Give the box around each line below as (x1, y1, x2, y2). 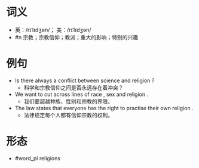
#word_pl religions (14, 154, 61, 161)
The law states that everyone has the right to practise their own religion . (14, 104, 194, 111)
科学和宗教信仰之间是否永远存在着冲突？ (23, 84, 124, 91)
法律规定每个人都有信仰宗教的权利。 (23, 111, 114, 119)
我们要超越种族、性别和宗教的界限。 (23, 98, 114, 105)
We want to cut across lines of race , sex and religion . (14, 91, 148, 98)
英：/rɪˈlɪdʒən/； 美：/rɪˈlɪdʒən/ (14, 26, 91, 33)
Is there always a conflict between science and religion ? (14, 77, 155, 84)
